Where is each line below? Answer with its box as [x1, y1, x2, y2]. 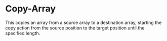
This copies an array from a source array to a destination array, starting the [5, 19, 162, 25]
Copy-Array [5, 3, 56, 14]
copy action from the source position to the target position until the [5, 24, 145, 30]
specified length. [5, 30, 40, 36]
